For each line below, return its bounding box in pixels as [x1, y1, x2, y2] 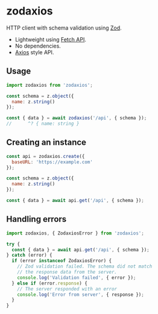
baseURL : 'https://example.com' [11, 159, 93, 165]
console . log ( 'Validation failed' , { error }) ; [17, 274, 136, 281]
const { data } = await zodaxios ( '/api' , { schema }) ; [6, 115, 147, 121]
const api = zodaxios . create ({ [6, 153, 85, 159]
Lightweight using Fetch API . [14, 36, 86, 43]
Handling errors [6, 214, 67, 224]
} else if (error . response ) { [11, 280, 87, 286]
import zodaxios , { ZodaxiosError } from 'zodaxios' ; [6, 230, 145, 236]
